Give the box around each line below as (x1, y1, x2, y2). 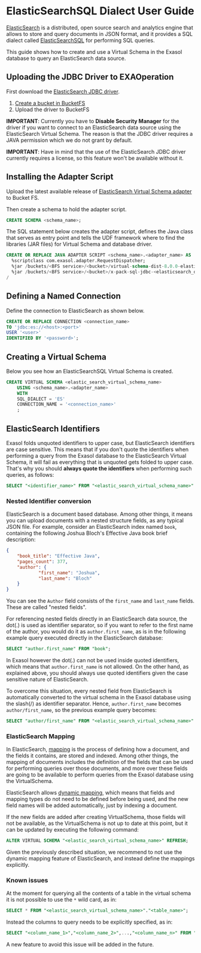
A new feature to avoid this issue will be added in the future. (6, 941, 154, 948)
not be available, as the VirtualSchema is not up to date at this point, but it (6, 820, 188, 827)
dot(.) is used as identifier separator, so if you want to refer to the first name (6, 622, 193, 629)
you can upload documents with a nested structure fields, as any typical (6, 517, 184, 524)
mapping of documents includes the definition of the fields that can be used (6, 759, 193, 766)
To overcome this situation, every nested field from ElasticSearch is (6, 687, 172, 695)
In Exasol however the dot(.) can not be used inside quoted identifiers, (6, 657, 179, 664)
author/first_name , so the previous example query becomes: (6, 707, 157, 714)
